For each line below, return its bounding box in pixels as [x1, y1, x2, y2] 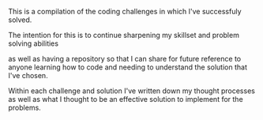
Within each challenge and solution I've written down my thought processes [8, 86, 255, 96]
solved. [8, 15, 32, 24]
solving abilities [8, 39, 59, 48]
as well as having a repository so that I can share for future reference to [8, 54, 242, 63]
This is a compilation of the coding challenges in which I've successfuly [8, 7, 242, 16]
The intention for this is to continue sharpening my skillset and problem [8, 31, 239, 39]
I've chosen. [8, 71, 49, 80]
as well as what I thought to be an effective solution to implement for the [8, 95, 243, 103]
